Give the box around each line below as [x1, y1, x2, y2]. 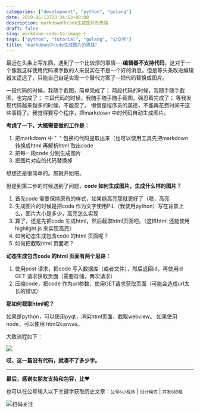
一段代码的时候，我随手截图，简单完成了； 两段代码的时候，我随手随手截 [6, 87, 185, 94]
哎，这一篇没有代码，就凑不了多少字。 [6, 356, 100, 364]
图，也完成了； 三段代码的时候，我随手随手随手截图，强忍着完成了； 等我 [6, 94, 186, 101]
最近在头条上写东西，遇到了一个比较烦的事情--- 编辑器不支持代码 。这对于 [6, 59, 186, 66]
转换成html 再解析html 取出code [14, 141, 93, 149]
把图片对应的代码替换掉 [14, 156, 73, 164]
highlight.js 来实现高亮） [14, 224, 75, 232]
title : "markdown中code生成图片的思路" [6, 42, 98, 48]
